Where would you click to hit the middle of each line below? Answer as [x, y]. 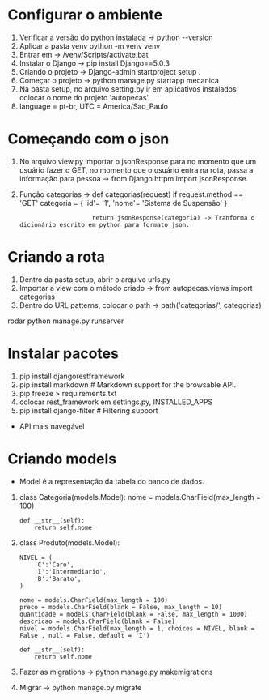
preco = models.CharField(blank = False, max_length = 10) [121, 607]
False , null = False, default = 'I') [84, 635]
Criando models [62, 459]
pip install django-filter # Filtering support [88, 410]
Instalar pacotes [63, 353]
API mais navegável [52, 426]
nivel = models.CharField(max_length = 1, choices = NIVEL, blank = [137, 628]
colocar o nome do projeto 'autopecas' [84, 97]
